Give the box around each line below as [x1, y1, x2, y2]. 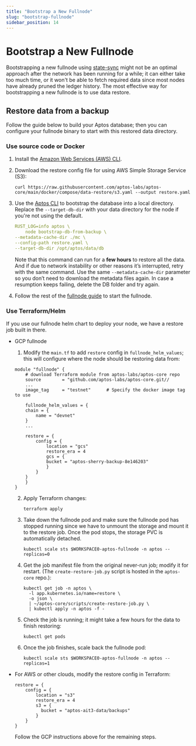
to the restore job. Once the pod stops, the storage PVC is [23, 529, 163, 536]
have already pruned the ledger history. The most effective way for [6, 83, 167, 90]
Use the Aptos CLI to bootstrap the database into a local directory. [14, 200, 174, 207]
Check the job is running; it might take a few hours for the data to [23, 616, 180, 624]
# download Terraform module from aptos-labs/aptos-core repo [25, 372, 180, 378]
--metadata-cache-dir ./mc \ [14, 235, 86, 241]
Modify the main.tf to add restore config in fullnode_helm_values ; [23, 349, 184, 356]
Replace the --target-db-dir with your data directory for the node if [14, 206, 179, 213]
